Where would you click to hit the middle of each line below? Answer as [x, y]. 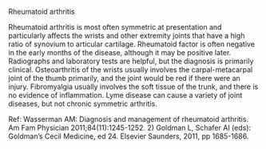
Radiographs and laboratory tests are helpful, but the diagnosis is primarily [131, 61]
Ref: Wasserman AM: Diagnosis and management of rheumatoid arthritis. [129, 119]
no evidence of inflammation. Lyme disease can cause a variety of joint [125, 95]
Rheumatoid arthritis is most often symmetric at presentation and [115, 27]
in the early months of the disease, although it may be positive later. [120, 52]
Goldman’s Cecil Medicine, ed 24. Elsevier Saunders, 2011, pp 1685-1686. [129, 136]
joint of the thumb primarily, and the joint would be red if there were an [125, 78]
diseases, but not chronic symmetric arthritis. [83, 104]
